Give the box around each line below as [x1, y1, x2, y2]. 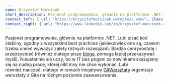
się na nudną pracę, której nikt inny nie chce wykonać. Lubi [5, 61, 128, 67]
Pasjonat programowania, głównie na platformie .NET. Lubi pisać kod [5, 35, 148, 41]
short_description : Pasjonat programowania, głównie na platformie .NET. [5, 12, 163, 17]
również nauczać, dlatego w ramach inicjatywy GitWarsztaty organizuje [5, 67, 153, 73]
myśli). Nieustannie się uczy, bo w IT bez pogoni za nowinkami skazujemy [5, 56, 158, 62]
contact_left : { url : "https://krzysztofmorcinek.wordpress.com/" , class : [5, 16, 165, 21]
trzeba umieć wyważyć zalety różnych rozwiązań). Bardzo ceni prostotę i [5, 45, 157, 51]
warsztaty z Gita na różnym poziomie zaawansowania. [5, 72, 118, 78]
